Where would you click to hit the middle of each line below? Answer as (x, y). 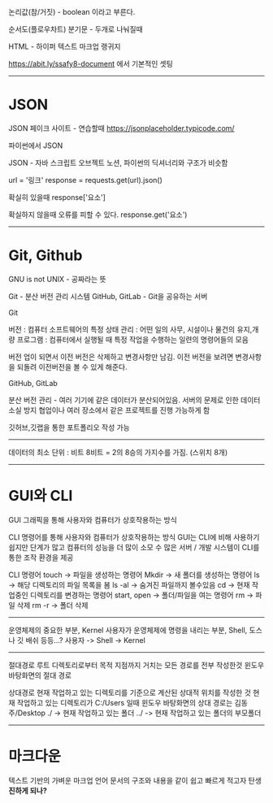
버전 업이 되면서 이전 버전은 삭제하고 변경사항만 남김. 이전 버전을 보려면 (121, 357)
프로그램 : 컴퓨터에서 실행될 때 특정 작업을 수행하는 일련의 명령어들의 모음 (133, 339)
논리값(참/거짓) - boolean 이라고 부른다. (72, 12)
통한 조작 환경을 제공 (41, 557)
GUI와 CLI (41, 496)
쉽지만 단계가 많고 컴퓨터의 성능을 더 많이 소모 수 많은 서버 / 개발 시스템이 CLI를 (134, 547)
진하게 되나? (28, 790)
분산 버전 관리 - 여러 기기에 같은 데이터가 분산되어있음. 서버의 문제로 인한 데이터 (134, 400)
